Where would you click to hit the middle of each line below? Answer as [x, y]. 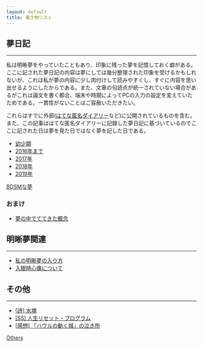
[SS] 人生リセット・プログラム [53, 318]
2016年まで [29, 151]
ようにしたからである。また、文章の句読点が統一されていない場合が [107, 88]
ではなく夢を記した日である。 [112, 131]
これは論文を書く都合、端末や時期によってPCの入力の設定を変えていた [105, 95]
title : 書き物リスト [29, 18]
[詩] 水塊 [26, 311]
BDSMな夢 [19, 187]
